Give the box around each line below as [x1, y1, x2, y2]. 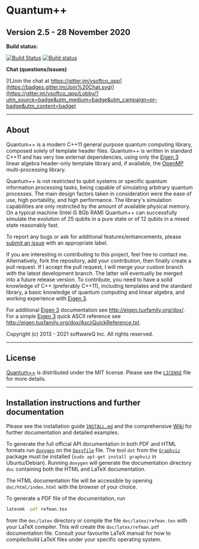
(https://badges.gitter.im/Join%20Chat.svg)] [6, 84, 114, 91]
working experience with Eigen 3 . [6, 294, 88, 302]
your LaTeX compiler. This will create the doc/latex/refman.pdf [6, 524, 160, 531]
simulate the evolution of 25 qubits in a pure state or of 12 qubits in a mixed [6, 215, 190, 222]
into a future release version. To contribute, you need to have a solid [6, 276, 173, 283]
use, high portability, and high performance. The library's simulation [6, 196, 172, 203]
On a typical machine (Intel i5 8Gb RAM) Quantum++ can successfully [6, 208, 178, 216]
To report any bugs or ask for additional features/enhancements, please [6, 233, 182, 240]
